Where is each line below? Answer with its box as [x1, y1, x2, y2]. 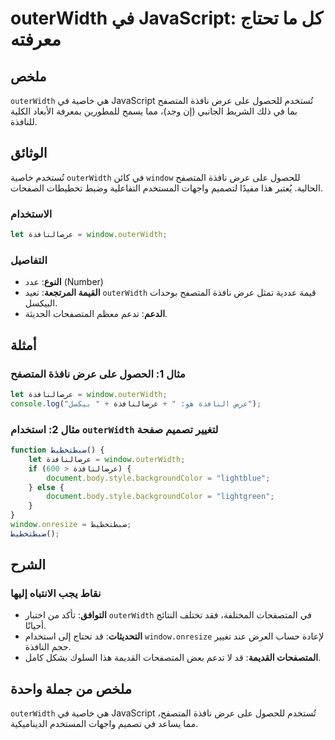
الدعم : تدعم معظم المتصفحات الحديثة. [24, 308, 168, 320]
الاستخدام [10, 207, 53, 221]
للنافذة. [10, 116, 38, 127]
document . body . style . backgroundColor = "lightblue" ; [46, 473, 271, 483]
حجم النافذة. [24, 641, 72, 653]
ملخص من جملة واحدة [10, 680, 132, 697]
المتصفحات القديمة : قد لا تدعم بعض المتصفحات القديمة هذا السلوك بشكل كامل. [24, 652, 322, 664]
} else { [28, 482, 65, 492]
